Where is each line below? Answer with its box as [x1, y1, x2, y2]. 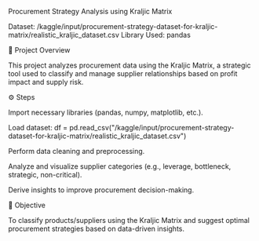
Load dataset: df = [8, 123, 68, 132]
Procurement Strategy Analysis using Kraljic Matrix [8, 7, 173, 16]
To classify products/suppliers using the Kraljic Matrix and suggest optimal [8, 216, 250, 225]
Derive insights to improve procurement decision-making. [8, 185, 195, 195]
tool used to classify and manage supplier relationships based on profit [8, 69, 238, 78]
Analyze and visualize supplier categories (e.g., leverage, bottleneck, [8, 162, 232, 171]
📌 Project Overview [8, 46, 71, 54]
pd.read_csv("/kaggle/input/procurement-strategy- [69, 123, 235, 132]
